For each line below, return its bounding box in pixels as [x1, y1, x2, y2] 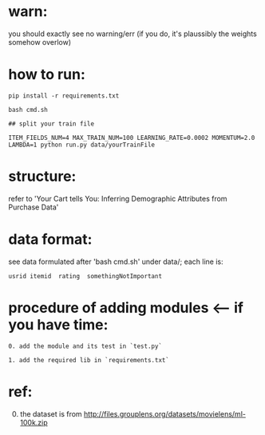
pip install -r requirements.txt [8, 91, 120, 100]
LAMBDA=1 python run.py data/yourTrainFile [8, 141, 156, 149]
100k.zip [19, 417, 48, 427]
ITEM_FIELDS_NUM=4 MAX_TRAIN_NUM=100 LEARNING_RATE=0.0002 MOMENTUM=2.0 [8, 134, 255, 142]
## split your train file [8, 119, 94, 128]
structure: [8, 167, 77, 186]
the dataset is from [19, 409, 82, 418]
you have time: [8, 315, 109, 333]
